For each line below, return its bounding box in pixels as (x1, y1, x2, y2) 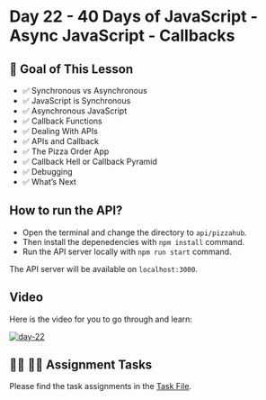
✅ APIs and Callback (22, 136, 100, 146)
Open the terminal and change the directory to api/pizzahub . (22, 227, 247, 238)
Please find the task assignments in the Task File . (9, 381, 191, 392)
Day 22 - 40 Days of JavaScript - (9, 6, 259, 27)
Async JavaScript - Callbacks (9, 25, 235, 46)
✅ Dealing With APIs (22, 126, 99, 136)
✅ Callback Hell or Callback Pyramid (22, 156, 157, 167)
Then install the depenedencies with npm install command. (22, 236, 245, 247)
